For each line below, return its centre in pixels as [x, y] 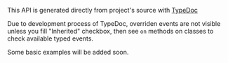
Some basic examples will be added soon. [68, 52]
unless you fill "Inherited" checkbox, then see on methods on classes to [110, 31]
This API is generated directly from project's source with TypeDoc [103, 10]
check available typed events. [50, 38]
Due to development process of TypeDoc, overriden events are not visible [114, 23]
